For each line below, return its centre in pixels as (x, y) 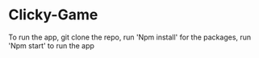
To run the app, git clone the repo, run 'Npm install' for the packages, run (130, 37)
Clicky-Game (53, 15)
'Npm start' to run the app (52, 45)
